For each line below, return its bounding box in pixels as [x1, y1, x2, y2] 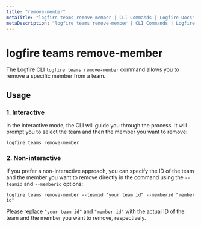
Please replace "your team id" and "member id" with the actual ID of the [6, 208, 185, 215]
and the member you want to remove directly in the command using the [6, 174, 184, 181]
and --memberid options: [23, 181, 84, 188]
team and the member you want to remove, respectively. [6, 214, 146, 222]
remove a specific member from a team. [6, 72, 106, 80]
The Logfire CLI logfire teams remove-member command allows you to [6, 66, 179, 73]
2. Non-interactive [6, 153, 61, 162]
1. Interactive [6, 108, 45, 117]
